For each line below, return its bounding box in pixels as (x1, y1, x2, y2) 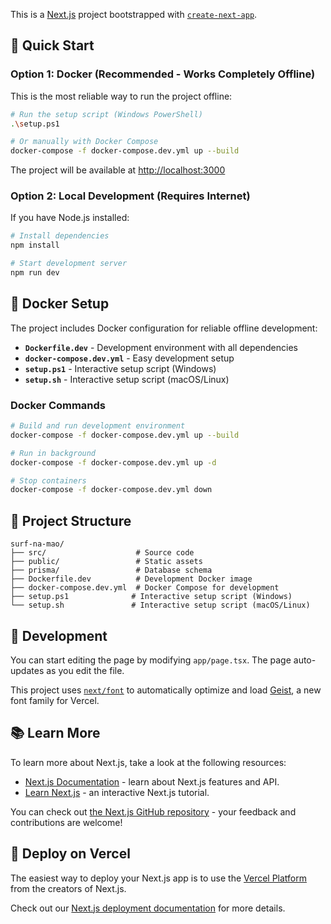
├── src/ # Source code (10, 548, 195, 558)
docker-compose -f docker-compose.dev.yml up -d (10, 457, 217, 468)
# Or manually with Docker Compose (10, 137, 159, 147)
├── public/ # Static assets (10, 557, 203, 567)
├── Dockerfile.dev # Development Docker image (10, 574, 253, 584)
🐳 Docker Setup (10, 295, 110, 313)
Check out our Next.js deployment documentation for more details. (10, 902, 286, 914)
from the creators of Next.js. (10, 882, 127, 894)
